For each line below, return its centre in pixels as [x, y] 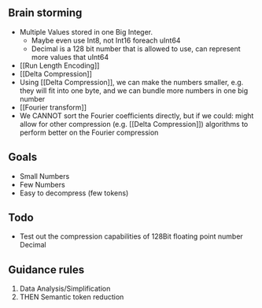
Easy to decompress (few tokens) [74, 193]
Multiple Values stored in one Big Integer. [86, 32]
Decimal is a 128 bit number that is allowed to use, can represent [136, 48]
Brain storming [45, 13]
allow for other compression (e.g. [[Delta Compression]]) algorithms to [134, 124]
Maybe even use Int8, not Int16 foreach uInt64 [106, 40]
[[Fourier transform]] [53, 107]
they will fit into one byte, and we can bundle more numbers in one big [134, 91]
